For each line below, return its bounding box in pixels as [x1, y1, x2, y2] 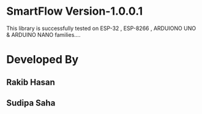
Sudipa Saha [6, 97, 56, 108]
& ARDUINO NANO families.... [6, 31, 81, 38]
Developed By [6, 53, 79, 67]
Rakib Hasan [6, 77, 55, 87]
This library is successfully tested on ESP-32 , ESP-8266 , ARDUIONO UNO [6, 25, 196, 32]
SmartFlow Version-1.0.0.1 [6, 4, 143, 18]
